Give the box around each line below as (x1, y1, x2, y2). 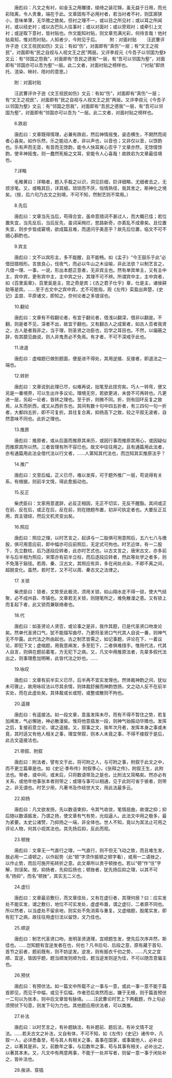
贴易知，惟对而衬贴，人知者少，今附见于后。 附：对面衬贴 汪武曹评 (5, 36, 165, 43)
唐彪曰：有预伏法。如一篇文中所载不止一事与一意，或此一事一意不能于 (14, 983, 162, 989)
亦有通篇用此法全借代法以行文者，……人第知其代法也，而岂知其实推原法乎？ (5, 450, 166, 456)
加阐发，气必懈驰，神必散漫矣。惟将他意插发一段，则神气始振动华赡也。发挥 (5, 718, 167, 724)
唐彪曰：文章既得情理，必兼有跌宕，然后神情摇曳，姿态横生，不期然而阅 (14, 131, 167, 137)
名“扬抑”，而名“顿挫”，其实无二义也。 (5, 873, 85, 879)
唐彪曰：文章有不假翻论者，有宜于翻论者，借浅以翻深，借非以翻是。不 (14, 315, 162, 320)
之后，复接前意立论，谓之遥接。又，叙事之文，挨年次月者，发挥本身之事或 (5, 724, 162, 730)
